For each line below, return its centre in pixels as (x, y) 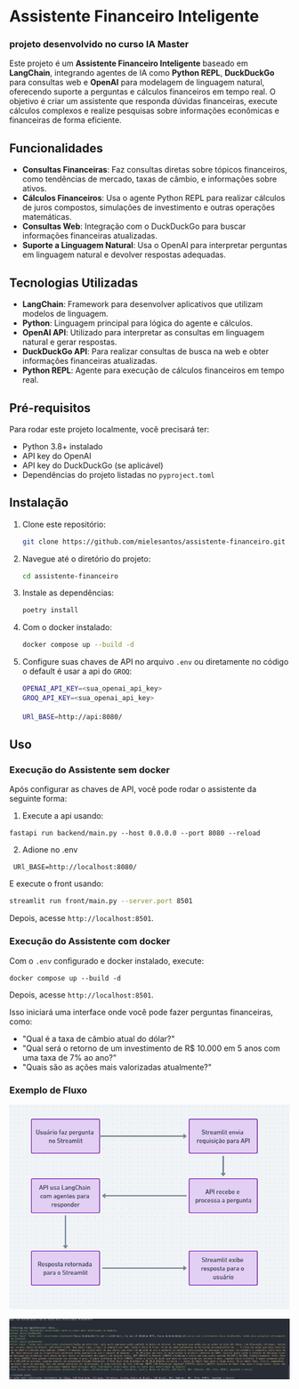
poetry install (50, 610)
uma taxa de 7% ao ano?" (69, 1057)
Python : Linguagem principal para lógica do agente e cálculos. (137, 323)
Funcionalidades (57, 148)
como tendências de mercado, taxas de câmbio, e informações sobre (149, 179)
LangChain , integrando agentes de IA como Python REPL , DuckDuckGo (142, 73)
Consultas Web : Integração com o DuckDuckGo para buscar (134, 226)
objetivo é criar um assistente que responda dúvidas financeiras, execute (143, 101)
